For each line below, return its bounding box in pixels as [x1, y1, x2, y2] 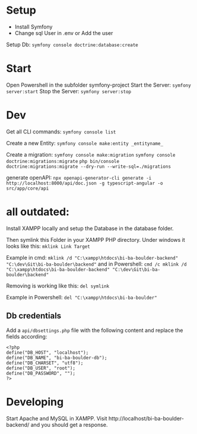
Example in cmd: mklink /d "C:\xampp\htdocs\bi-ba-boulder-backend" [6, 254, 179, 261]
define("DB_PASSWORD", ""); [6, 370, 76, 376]
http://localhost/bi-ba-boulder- [109, 414, 184, 422]
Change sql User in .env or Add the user [14, 29, 113, 36]
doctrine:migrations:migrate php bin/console [6, 158, 120, 164]
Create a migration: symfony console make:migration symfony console [6, 151, 176, 158]
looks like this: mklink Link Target [6, 242, 90, 250]
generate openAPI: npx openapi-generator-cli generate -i [6, 174, 152, 181]
